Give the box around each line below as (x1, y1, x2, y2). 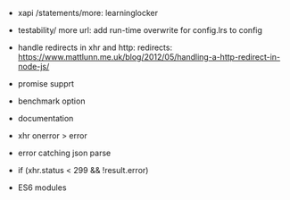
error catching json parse (17, 147, 112, 158)
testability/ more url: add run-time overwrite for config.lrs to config (17, 25, 263, 35)
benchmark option (17, 96, 86, 106)
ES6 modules (17, 182, 67, 193)
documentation (17, 113, 74, 123)
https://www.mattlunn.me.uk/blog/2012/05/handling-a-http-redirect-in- (17, 52, 281, 62)
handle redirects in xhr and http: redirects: (17, 42, 172, 53)
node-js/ (17, 62, 50, 71)
